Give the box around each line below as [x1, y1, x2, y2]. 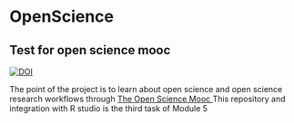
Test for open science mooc [9, 43, 171, 58]
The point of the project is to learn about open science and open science [9, 84, 283, 94]
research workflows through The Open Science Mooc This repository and [9, 93, 286, 104]
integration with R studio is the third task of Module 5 [9, 103, 208, 114]
